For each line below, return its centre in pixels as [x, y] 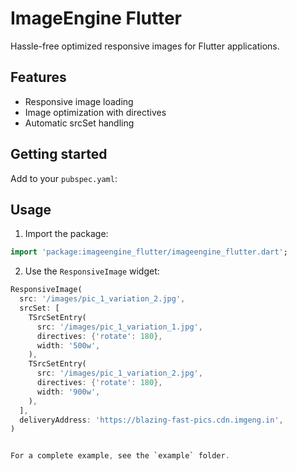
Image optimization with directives [95, 112]
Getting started [59, 154]
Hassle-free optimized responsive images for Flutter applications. [145, 46]
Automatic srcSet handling [79, 123]
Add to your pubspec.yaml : [64, 178]
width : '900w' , [68, 392]
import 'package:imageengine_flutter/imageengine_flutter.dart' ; [149, 252]
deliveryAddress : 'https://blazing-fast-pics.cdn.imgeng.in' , [151, 420]
